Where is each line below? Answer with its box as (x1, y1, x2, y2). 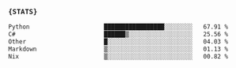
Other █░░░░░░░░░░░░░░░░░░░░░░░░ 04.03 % (8, 38, 228, 46)
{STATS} (8, 7, 38, 16)
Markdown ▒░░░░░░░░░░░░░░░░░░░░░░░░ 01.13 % (8, 45, 228, 53)
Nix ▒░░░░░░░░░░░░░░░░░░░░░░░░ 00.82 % (8, 52, 228, 60)
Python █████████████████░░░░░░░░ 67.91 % (8, 23, 228, 31)
